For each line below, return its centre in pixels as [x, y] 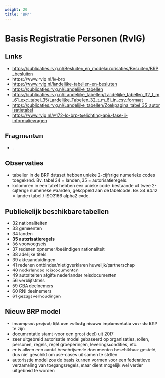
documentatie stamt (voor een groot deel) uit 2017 [63, 334]
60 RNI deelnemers [32, 291]
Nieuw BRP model [33, 311]
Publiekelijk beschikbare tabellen [57, 211]
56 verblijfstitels [28, 280]
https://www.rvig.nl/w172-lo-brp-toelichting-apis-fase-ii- [70, 115]
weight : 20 [16, 10]
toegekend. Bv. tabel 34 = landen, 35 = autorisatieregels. [70, 180]
